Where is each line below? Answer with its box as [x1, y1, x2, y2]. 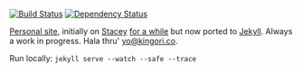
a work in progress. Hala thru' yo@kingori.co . [9, 36, 178, 46]
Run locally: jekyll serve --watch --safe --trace [9, 53, 197, 63]
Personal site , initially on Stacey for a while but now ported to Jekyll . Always [9, 26, 293, 36]
